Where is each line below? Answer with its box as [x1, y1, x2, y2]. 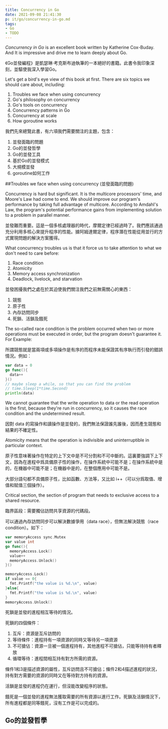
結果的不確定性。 [5, 427, 40, 433]
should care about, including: [5, 82, 65, 88]
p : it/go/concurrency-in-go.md [5, 17, 70, 22]
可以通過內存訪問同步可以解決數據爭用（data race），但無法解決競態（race [5, 519, 159, 525]
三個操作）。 [22, 482, 47, 488]
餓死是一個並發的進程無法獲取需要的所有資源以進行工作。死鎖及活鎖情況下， [5, 694, 163, 700]
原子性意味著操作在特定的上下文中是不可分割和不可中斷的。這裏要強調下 [5, 453, 154, 459]
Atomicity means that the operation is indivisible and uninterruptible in [5, 437, 149, 443]
